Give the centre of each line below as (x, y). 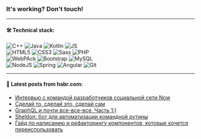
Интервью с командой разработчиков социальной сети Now (92, 97)
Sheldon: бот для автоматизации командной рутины (81, 116)
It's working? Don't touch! (45, 9)
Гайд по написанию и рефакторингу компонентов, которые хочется (101, 123)
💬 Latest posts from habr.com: (45, 84)
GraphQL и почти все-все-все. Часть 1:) (66, 110)
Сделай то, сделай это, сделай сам (60, 104)
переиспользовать (39, 129)
